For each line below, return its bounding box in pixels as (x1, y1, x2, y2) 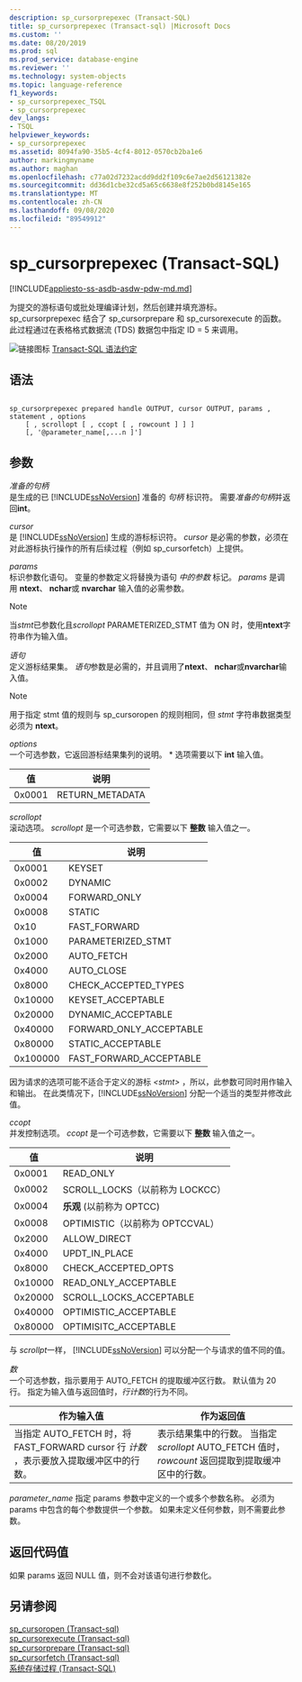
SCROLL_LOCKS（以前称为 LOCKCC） (62, 1184, 226, 1196)
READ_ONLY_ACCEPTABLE (62, 1276, 177, 1289)
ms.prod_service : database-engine (9, 55, 139, 64)
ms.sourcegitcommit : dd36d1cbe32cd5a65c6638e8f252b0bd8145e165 (9, 181, 252, 190)
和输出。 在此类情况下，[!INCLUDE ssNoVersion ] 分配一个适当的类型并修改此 (9, 1088, 292, 1099)
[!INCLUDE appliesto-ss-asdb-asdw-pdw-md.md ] (9, 283, 192, 294)
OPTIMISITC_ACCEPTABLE (62, 1321, 177, 1333)
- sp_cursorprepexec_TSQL (9, 96, 106, 106)
